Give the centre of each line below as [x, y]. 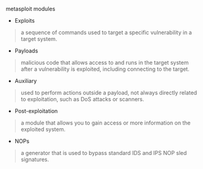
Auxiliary [26, 81]
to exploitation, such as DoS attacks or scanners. [82, 99]
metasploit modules [31, 9]
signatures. [35, 159]
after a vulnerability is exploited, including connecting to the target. [105, 69]
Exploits [24, 20]
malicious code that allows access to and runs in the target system [105, 63]
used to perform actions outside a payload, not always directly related [109, 93]
